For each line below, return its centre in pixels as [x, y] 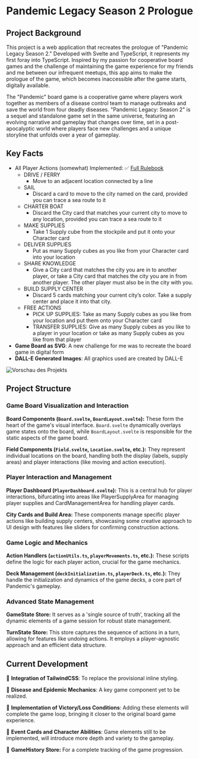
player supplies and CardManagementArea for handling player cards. [91, 503]
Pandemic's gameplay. [34, 586]
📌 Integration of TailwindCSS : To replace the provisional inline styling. [92, 679]
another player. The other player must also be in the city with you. [113, 282]
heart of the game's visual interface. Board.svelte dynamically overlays [94, 425]
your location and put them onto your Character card [97, 320]
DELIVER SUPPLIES [48, 244]
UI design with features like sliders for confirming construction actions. [93, 527]
